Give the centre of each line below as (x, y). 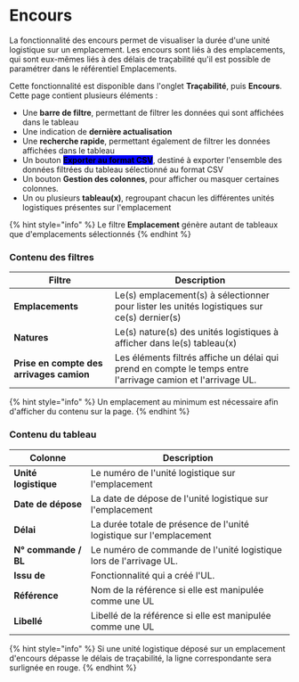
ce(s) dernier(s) (148, 317)
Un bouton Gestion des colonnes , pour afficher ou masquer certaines (150, 178)
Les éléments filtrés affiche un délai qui (196, 357)
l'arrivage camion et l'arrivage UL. (186, 380)
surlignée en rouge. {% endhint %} (73, 667)
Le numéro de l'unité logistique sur (163, 472)
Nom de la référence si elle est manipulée (177, 589)
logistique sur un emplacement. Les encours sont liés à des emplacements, (147, 49)
